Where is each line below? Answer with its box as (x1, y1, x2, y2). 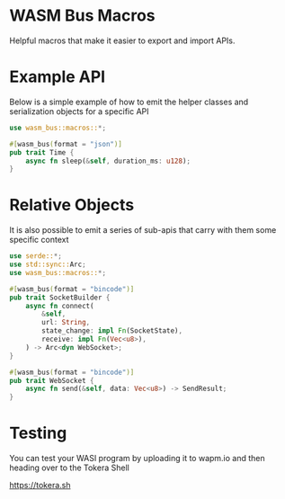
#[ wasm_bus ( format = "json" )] (9, 139, 123, 148)
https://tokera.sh (9, 480, 71, 491)
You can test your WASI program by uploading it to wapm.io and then (9, 453, 265, 464)
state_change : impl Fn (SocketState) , (41, 326, 183, 335)
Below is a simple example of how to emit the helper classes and (9, 96, 249, 107)
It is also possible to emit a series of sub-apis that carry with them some (9, 225, 277, 236)
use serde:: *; (9, 252, 63, 261)
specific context (9, 235, 69, 245)
